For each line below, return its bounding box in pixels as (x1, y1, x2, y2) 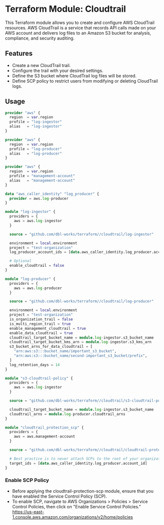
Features (5, 49, 33, 58)
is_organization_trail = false (9, 317, 73, 322)
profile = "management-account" (9, 174, 76, 179)
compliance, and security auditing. (5, 35, 75, 41)
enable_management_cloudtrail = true (9, 326, 86, 331)
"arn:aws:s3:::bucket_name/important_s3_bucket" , (14, 349, 117, 354)
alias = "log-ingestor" (9, 124, 62, 129)
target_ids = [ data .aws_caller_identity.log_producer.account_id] (9, 461, 147, 466)
